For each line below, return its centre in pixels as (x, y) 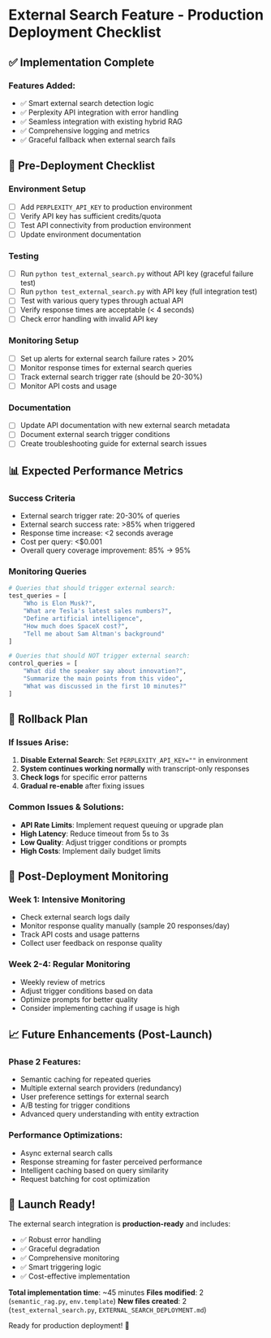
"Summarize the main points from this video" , (103, 679)
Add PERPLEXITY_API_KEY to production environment (106, 207)
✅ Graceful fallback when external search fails (98, 139)
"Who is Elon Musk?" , (59, 604)
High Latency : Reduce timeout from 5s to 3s (95, 833)
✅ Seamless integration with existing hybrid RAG (101, 121)
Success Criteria (42, 498)
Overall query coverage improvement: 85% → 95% (105, 550)
